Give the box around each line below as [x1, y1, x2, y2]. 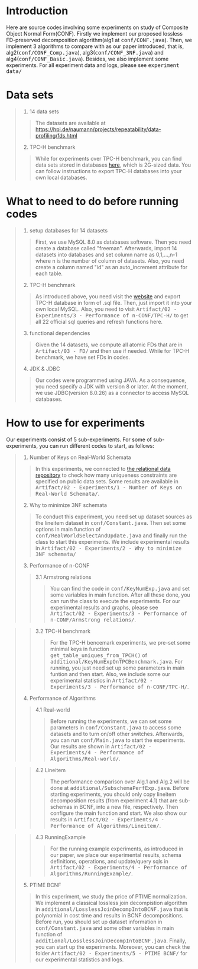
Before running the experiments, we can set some [50, 718, 172, 725]
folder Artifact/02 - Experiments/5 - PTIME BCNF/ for [35, 949, 188, 957]
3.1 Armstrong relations [35, 573, 92, 581]
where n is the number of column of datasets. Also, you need [35, 257, 184, 264]
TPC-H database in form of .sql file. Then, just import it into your [35, 299, 192, 306]
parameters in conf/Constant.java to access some [50, 723, 181, 731]
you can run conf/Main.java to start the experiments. [50, 737, 186, 744]
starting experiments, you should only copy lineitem [50, 791, 176, 798]
